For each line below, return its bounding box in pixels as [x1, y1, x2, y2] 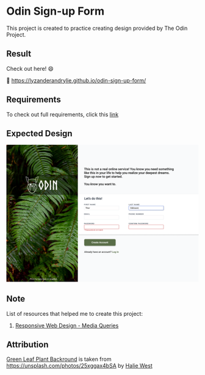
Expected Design [6, 128, 73, 139]
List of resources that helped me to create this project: [6, 310, 143, 317]
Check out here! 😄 [6, 65, 54, 72]
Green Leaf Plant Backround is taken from [6, 355, 112, 363]
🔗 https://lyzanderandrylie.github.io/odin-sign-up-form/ [6, 76, 146, 84]
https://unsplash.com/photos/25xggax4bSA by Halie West [6, 362, 153, 370]
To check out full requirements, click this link [6, 111, 119, 118]
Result [6, 49, 32, 59]
